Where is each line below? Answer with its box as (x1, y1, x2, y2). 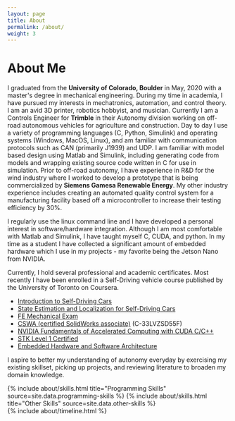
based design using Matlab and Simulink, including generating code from (7, 151, 220, 159)
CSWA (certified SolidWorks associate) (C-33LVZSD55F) (17, 319, 183, 328)
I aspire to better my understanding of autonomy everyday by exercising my (7, 355, 227, 364)
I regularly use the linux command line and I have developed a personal (7, 217, 214, 226)
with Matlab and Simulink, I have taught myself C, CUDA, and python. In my (7, 232, 225, 240)
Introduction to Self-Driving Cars (17, 297, 113, 305)
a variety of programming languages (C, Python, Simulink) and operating (7, 128, 218, 138)
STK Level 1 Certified (17, 334, 79, 343)
